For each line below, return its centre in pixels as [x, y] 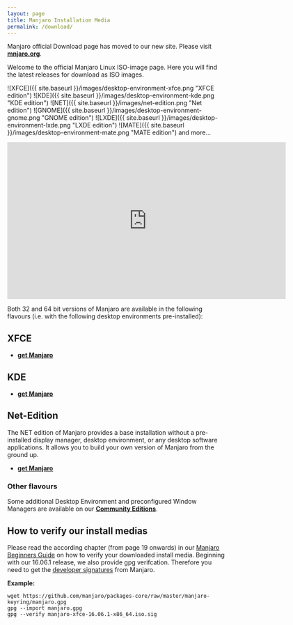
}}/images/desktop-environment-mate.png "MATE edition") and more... [109, 132]
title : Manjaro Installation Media [59, 20]
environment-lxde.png [39, 125]
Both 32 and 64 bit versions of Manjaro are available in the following [105, 309]
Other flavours [32, 486]
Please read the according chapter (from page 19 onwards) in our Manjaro [113, 547]
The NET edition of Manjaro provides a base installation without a [101, 432]
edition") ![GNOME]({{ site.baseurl [56, 110]
